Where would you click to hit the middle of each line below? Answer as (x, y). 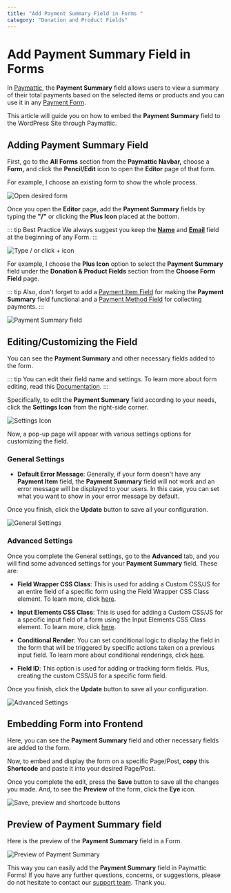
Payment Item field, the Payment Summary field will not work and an (116, 481)
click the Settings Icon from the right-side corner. (78, 407)
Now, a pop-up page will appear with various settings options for (99, 434)
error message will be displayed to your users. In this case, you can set (118, 489)
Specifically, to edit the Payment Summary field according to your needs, (112, 400)
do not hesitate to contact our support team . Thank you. (87, 883)
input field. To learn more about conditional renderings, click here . (111, 655)
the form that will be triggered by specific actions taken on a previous (116, 647)
